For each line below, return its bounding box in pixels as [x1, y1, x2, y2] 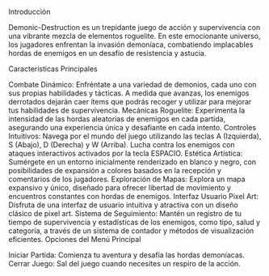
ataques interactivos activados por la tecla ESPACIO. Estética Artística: [8, 149, 243, 158]
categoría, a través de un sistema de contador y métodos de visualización [8, 226, 254, 236]
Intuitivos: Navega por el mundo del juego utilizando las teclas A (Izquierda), [8, 131, 262, 141]
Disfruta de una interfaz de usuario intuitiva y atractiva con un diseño [8, 200, 238, 210]
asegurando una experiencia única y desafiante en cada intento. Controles [8, 123, 257, 132]
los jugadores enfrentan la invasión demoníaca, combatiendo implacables [8, 40, 254, 49]
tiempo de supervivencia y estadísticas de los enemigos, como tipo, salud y [8, 218, 261, 227]
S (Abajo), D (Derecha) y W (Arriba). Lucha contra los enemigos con [8, 140, 236, 149]
